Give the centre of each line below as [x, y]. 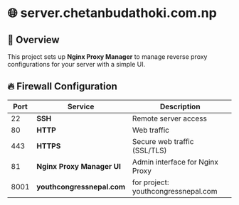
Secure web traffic [163, 141]
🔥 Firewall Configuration [62, 87]
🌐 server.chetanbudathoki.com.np [112, 13]
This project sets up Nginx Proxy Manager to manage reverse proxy [107, 57]
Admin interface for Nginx [175, 162]
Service [81, 106]
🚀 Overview [33, 39]
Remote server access [170, 118]
